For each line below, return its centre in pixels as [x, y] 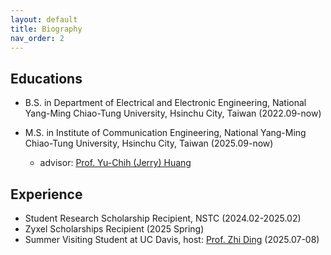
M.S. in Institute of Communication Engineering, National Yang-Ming [165, 133]
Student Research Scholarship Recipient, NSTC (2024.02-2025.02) [163, 218]
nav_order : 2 [37, 38]
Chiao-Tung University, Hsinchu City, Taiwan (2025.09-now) [149, 143]
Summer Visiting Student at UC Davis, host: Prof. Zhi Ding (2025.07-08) [172, 239]
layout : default [44, 19]
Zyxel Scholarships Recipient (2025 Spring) [114, 229]
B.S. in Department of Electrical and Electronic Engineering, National [165, 103]
